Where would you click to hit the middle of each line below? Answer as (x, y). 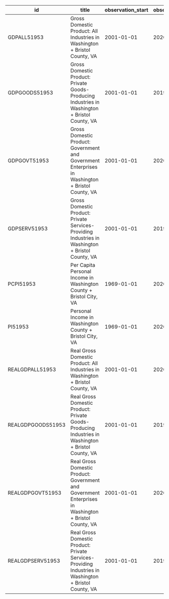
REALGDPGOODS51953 (37, 425)
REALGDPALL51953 (32, 369)
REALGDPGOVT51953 (35, 493)
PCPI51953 (22, 284)
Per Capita (83, 265)
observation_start (126, 10)
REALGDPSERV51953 (34, 561)
